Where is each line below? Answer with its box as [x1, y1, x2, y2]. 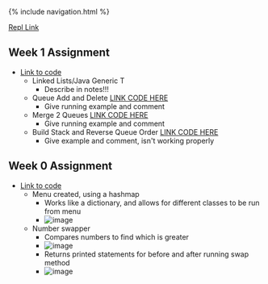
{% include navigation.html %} [8, 7, 111, 16]
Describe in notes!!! [44, 84, 109, 94]
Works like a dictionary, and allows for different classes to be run [44, 198, 260, 207]
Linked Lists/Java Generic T [31, 76, 125, 86]
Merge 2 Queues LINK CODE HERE [31, 110, 149, 119]
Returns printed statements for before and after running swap [44, 249, 249, 259]
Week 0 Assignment [8, 159, 113, 173]
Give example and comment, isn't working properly [44, 136, 215, 145]
